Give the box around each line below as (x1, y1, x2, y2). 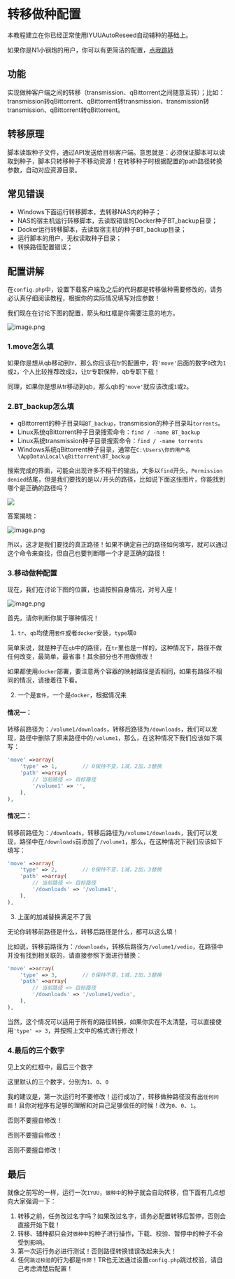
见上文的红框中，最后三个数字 (7, 1063, 93, 1071)
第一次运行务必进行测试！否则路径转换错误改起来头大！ (17, 1247, 177, 1255)
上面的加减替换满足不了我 (17, 912, 92, 921)
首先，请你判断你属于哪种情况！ (7, 614, 99, 622)
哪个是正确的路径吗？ (7, 484, 69, 492)
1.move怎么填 (7, 342, 54, 351)
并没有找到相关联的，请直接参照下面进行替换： (7, 951, 142, 959)
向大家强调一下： (7, 1196, 57, 1205)
